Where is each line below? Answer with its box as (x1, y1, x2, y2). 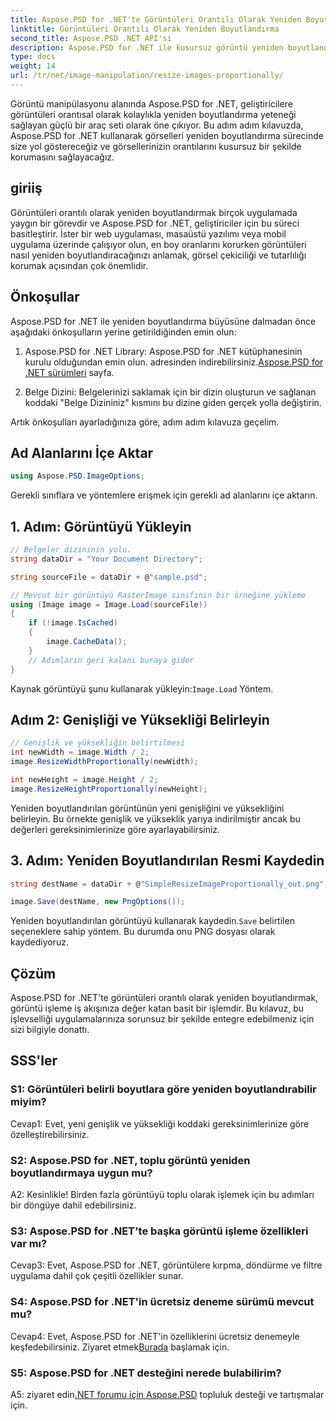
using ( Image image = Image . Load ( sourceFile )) (10, 599, 208, 610)
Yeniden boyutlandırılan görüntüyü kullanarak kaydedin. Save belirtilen (10, 915, 295, 927)
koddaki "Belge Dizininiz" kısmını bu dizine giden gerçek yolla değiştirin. (24, 396, 322, 408)
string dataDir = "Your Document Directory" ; (10, 554, 203, 564)
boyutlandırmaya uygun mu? (10, 1166, 153, 1180)
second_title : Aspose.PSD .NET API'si (10, 33, 172, 43)
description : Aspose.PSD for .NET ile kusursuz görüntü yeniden (10, 42, 284, 53)
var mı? (10, 1236, 48, 1250)
